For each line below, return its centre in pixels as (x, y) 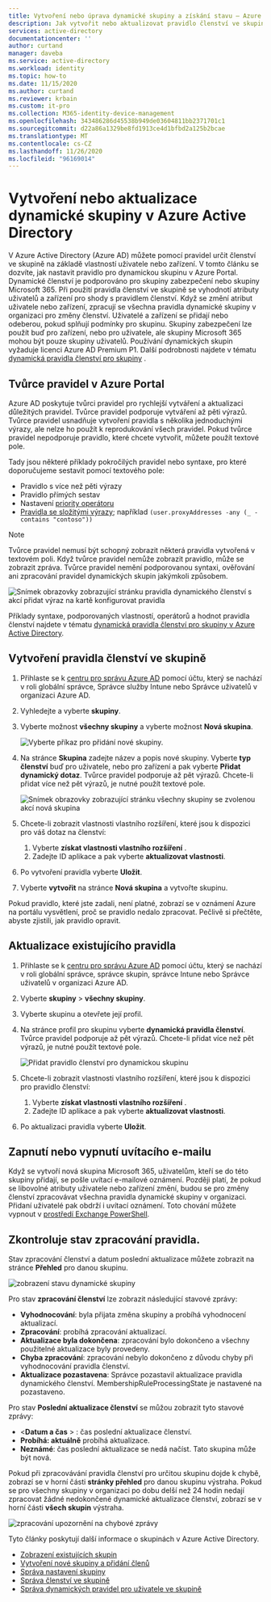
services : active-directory (56, 31)
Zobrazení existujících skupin (69, 1555)
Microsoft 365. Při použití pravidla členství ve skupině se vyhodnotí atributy (134, 290)
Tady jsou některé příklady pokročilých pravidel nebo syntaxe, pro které (128, 462)
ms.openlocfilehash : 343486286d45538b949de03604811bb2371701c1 (117, 121)
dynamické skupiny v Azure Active (127, 216)
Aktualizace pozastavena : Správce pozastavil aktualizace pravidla (131, 1375)
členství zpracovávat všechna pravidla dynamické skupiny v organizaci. (128, 1197)
